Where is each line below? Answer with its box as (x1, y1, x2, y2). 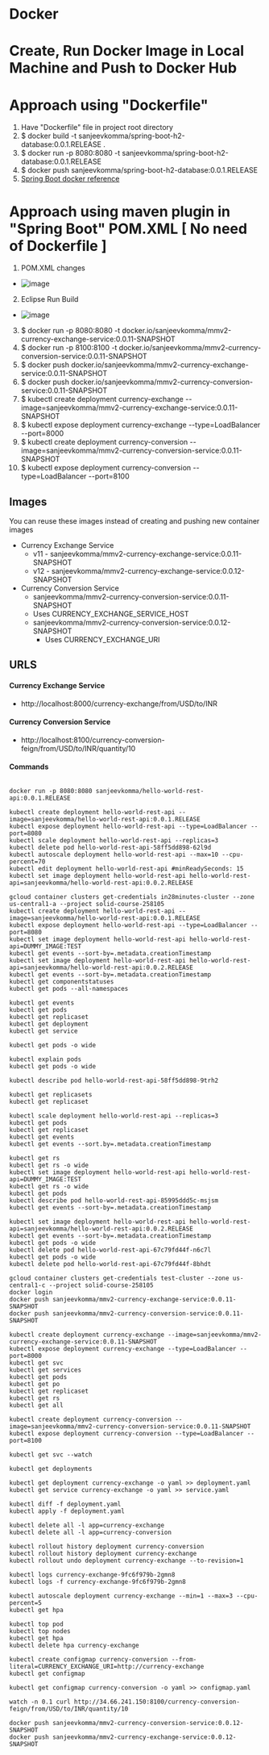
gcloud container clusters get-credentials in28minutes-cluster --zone (9, 893, 255, 901)
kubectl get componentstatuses (9, 978, 114, 986)
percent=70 (9, 858, 46, 866)
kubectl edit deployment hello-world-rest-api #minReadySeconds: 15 (9, 865, 244, 873)
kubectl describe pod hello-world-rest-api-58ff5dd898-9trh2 (9, 1076, 219, 1085)
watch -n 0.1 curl (9, 1698, 71, 1707)
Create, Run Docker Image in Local (9, 42, 245, 61)
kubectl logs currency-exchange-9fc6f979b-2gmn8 (9, 1571, 176, 1579)
